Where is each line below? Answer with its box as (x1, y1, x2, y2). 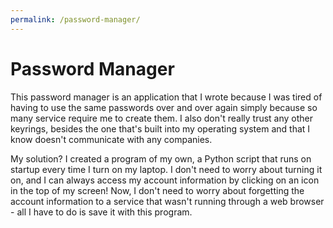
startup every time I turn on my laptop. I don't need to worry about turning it (10, 163, 323, 175)
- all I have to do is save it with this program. (10, 206, 193, 218)
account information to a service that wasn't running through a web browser (10, 195, 325, 207)
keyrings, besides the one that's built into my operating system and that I (10, 122, 311, 135)
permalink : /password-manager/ (10, 14, 141, 25)
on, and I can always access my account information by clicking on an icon (10, 174, 320, 186)
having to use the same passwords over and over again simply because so (10, 101, 318, 113)
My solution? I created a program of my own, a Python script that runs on (10, 152, 312, 165)
